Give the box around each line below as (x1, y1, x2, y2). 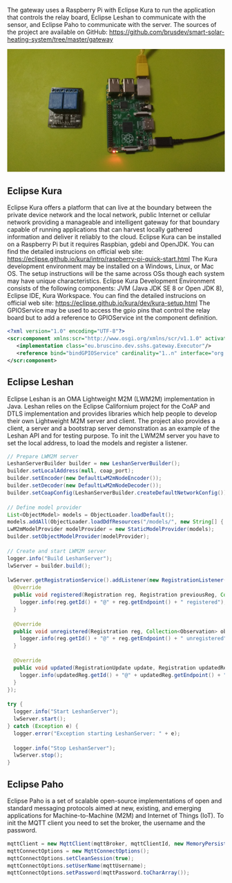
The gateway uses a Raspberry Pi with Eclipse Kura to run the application (7, 6, 215, 14)
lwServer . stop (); (13, 752, 64, 759)
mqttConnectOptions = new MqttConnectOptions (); (7, 847, 150, 855)
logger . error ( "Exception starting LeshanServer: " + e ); (13, 729, 181, 737)
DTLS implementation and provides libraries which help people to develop (7, 409, 217, 418)
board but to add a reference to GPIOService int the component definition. (7, 314, 218, 322)
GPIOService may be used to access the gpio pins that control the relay (7, 306, 211, 315)
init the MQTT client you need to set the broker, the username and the (7, 819, 206, 827)
